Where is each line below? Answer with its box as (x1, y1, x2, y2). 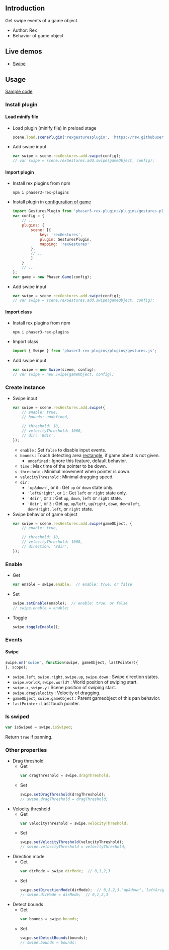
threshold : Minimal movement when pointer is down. (20, 468, 131, 474)
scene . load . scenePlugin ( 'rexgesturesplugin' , (12, 135, 110, 140)
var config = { (12, 213, 45, 218)
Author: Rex (12, 27, 37, 33)
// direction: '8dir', (22, 544, 69, 549)
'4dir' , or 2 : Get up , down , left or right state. (27, 495, 122, 501)
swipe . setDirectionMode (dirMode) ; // (20, 887, 102, 892)
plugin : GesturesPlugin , (39, 237, 92, 242)
